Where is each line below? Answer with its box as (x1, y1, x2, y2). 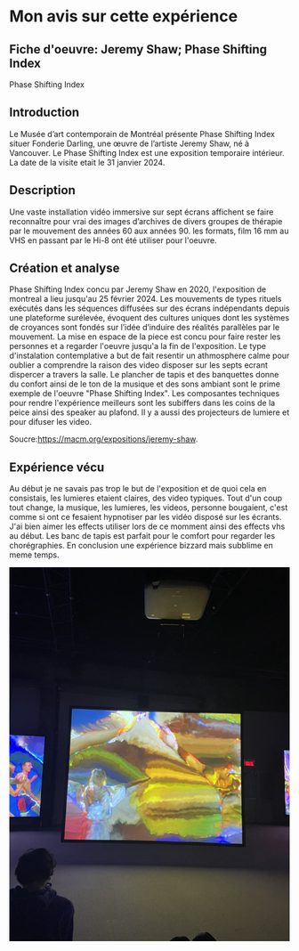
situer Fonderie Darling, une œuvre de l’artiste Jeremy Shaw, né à (9, 138, 250, 149)
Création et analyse (9, 261, 120, 276)
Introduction (9, 105, 80, 120)
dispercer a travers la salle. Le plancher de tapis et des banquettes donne (9, 370, 279, 380)
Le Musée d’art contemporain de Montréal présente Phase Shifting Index (9, 128, 276, 139)
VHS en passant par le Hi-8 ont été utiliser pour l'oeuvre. (9, 234, 217, 246)
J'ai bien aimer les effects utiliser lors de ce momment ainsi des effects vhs (9, 521, 286, 532)
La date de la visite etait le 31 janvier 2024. (9, 157, 166, 167)
